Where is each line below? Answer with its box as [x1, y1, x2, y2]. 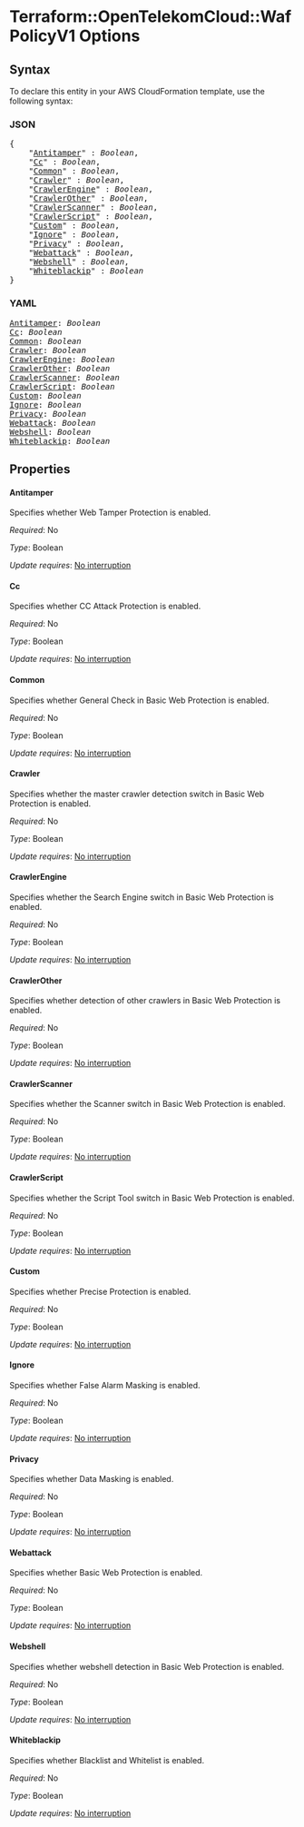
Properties [9, 461, 71, 477]
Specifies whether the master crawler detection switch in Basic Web [9, 788, 265, 799]
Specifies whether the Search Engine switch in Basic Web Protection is [9, 892, 274, 903]
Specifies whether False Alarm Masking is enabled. [9, 1380, 201, 1391]
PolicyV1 [9, 25, 76, 46]
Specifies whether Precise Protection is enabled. [9, 1286, 191, 1297]
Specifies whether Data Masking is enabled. [9, 1474, 174, 1485]
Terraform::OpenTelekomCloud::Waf [9, 6, 292, 27]
